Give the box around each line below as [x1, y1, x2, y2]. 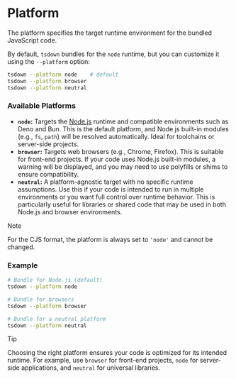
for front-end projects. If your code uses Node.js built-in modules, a [17, 155, 216, 163]
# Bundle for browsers [7, 296, 74, 303]
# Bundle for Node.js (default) [7, 277, 103, 284]
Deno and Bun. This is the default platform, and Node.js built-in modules [17, 124, 229, 133]
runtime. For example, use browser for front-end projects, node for [7, 356, 198, 365]
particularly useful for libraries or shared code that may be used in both [17, 200, 227, 209]
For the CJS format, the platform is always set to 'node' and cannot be [7, 235, 213, 243]
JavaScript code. [7, 35, 57, 44]
